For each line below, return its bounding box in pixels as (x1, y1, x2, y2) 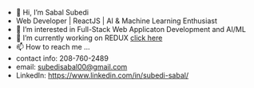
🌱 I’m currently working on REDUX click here (15, 33, 163, 42)
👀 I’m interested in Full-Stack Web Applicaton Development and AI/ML (15, 25, 246, 34)
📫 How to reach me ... (15, 42, 90, 51)
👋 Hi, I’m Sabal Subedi (15, 8, 89, 17)
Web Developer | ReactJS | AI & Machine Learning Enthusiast (15, 16, 217, 26)
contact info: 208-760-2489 (15, 54, 109, 63)
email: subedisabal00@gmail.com (15, 62, 128, 71)
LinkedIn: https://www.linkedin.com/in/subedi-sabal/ (15, 70, 189, 80)
